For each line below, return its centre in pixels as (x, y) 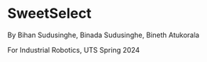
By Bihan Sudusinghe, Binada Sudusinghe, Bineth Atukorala (103, 35)
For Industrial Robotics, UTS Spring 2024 (74, 50)
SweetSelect (49, 14)
